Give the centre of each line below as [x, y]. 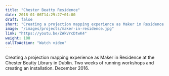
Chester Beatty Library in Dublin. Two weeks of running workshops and [80, 63]
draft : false [19, 19]
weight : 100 [18, 39]
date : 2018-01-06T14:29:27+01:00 [40, 15]
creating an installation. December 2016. [47, 68]
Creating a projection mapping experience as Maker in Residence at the [80, 57]
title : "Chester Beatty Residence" [43, 10]
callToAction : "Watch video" [36, 43]
